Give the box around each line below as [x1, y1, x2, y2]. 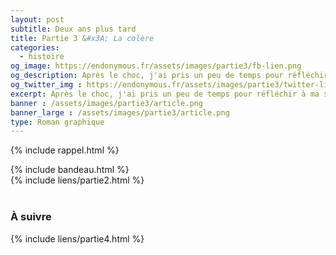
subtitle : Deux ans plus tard [10, 24, 137, 34]
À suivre [10, 210, 52, 224]
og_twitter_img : [10, 80, 83, 90]
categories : [10, 42, 60, 53]
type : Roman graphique [10, 117, 105, 127]
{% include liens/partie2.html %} [10, 174, 145, 186]
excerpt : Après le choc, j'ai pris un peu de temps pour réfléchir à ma [10, 89, 320, 99]
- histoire [19, 52, 65, 62]
